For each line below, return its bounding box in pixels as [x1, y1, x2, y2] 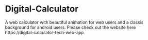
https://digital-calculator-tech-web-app [5, 29, 84, 35]
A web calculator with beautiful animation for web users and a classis [5, 19, 144, 25]
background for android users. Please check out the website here [5, 24, 136, 30]
